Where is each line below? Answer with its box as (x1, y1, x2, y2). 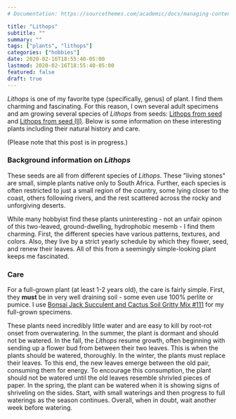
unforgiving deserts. (7, 201, 66, 209)
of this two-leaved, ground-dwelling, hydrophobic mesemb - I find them (7, 222, 216, 230)
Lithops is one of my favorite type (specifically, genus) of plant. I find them (7, 94, 223, 102)
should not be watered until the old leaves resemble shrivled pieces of (7, 373, 211, 383)
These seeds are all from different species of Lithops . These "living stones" (7, 171, 226, 180)
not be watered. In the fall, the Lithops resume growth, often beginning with (7, 336, 225, 345)
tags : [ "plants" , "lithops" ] (7, 43, 93, 50)
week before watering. (7, 404, 72, 412)
